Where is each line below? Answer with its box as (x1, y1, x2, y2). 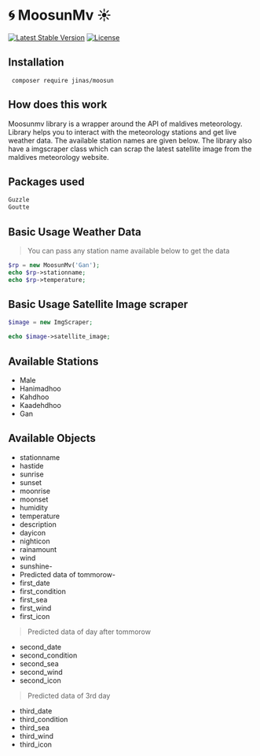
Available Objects (8, 432, 97, 445)
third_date (19, 706, 53, 715)
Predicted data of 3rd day (27, 691, 111, 700)
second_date (19, 642, 62, 651)
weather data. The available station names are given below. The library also (8, 135, 253, 145)
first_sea (19, 595, 48, 604)
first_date (19, 578, 51, 587)
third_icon (19, 739, 53, 749)
